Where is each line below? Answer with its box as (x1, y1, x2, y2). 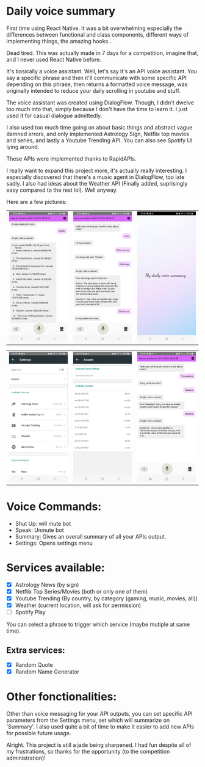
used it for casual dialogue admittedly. (6, 112, 103, 119)
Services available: (6, 561, 105, 575)
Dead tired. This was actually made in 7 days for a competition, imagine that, (6, 49, 199, 56)
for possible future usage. (6, 730, 71, 737)
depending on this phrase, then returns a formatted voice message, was (6, 81, 188, 88)
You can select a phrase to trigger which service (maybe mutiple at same (6, 621, 190, 628)
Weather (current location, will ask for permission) (15, 602, 142, 609)
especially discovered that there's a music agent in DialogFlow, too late (6, 173, 185, 181)
